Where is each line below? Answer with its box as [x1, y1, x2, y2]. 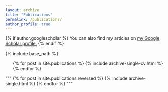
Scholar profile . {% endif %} [5, 41, 64, 47]
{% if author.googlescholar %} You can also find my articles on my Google [5, 35, 160, 41]
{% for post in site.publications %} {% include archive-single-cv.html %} [12, 60, 163, 66]
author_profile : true [5, 21, 51, 27]
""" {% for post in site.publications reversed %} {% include [5, 75, 128, 81]
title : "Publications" [5, 12, 53, 17]
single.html [5, 81, 28, 87]
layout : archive [5, 7, 39, 13]
